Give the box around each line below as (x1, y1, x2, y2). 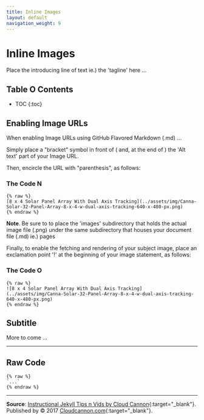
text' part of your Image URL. (6, 152, 79, 159)
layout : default (6, 15, 47, 21)
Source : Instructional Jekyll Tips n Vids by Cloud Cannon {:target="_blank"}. (6, 401, 196, 408)
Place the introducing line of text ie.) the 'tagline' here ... (6, 66, 147, 74)
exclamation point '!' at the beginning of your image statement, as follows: (6, 251, 191, 259)
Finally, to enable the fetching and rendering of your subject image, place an (6, 245, 197, 252)
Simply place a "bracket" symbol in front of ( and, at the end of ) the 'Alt (6, 145, 186, 153)
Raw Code (6, 357, 46, 368)
